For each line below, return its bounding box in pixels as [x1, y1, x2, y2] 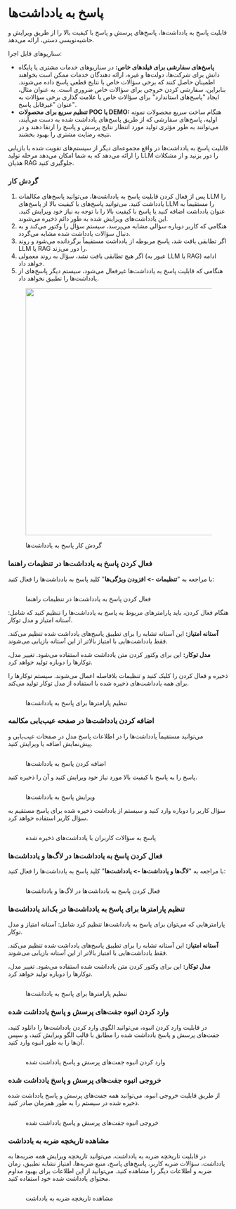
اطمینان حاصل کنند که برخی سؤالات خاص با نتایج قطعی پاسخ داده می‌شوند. [18, 77, 216, 86]
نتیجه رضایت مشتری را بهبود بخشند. [18, 130, 112, 138]
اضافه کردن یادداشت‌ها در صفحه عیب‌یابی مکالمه [8, 716, 155, 726]
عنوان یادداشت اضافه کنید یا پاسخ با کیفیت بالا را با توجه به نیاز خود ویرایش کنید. [18, 207, 225, 216]
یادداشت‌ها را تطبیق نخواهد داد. [18, 274, 99, 282]
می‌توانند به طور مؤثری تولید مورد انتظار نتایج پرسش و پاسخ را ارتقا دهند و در [18, 122, 219, 131]
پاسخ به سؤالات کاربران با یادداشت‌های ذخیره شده [25, 833, 157, 842]
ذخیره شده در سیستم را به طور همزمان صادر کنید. [8, 1099, 140, 1107]
